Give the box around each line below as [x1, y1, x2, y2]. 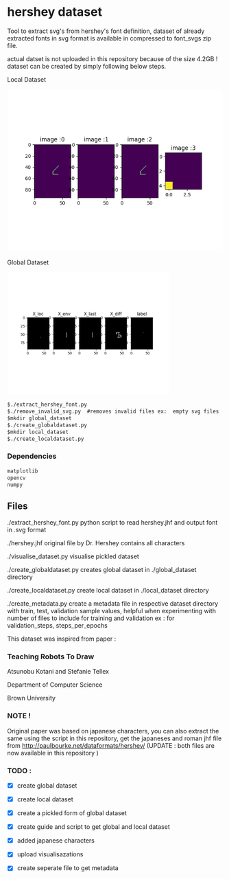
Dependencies [7, 451, 57, 461]
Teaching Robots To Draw [7, 652, 95, 661]
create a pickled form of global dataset [16, 809, 127, 817]
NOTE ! [7, 711, 31, 721]
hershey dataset [7, 4, 103, 20]
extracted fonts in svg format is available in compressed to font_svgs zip [7, 34, 212, 42]
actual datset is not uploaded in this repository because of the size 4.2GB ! [7, 54, 218, 62]
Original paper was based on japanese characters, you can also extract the [7, 727, 219, 735]
